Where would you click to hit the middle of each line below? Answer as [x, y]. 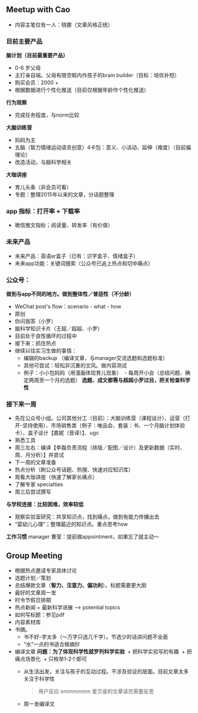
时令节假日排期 [33, 600]
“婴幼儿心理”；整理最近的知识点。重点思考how [71, 524]
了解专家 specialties [39, 484]
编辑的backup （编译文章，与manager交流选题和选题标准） [95, 358]
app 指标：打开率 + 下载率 [43, 212]
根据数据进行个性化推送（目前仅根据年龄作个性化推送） [82, 90]
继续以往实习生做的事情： [46, 351]
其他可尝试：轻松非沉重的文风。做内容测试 [75, 365]
